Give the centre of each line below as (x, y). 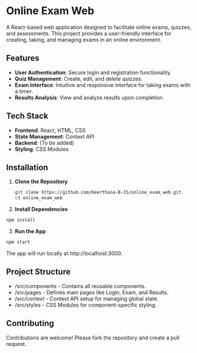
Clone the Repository (41, 182)
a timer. (24, 91)
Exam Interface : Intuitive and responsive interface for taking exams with (102, 85)
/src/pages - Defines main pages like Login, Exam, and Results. (91, 292)
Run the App (30, 231)
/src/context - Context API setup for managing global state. (87, 298)
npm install (21, 220)
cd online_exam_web (39, 198)
